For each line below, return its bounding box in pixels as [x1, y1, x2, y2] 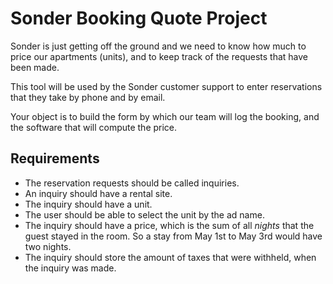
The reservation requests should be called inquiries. [24, 177, 240, 189]
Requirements [10, 150, 100, 167]
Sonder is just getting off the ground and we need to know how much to [10, 40, 307, 52]
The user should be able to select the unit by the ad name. [24, 208, 265, 221]
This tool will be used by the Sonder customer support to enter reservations [10, 80, 323, 92]
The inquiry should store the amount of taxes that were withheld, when [24, 251, 317, 263]
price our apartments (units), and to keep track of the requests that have [10, 50, 308, 62]
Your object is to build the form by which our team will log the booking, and [10, 110, 320, 122]
